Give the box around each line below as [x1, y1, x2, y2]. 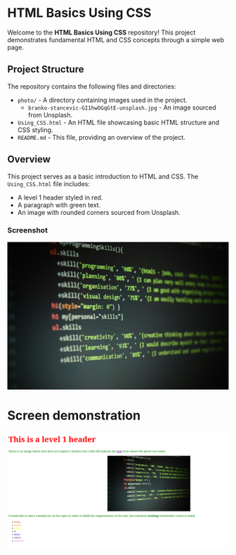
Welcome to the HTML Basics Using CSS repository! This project [7, 28, 196, 37]
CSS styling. [17, 125, 53, 134]
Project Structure [7, 63, 84, 75]
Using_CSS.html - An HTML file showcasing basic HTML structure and [17, 118, 220, 126]
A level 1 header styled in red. [17, 193, 103, 202]
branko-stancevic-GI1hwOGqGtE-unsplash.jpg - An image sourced [27, 103, 216, 112]
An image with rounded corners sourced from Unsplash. [17, 208, 181, 216]
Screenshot [7, 226, 48, 235]
